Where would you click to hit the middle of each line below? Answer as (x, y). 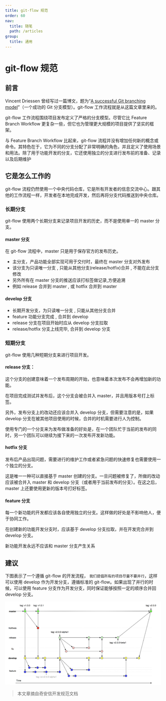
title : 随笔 (21, 26)
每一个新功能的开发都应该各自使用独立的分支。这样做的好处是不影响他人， (81, 513)
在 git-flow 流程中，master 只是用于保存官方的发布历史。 (63, 251)
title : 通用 (21, 42)
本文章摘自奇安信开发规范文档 (47, 694)
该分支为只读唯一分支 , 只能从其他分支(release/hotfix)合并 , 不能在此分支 (86, 268)
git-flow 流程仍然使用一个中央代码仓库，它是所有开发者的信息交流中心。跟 (81, 189)
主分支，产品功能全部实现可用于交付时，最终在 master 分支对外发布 (81, 262)
